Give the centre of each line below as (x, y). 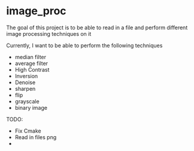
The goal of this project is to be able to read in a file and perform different (97, 27)
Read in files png (36, 137)
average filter (31, 63)
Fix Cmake (28, 131)
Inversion (26, 76)
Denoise (25, 82)
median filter (31, 57)
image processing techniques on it (49, 33)
